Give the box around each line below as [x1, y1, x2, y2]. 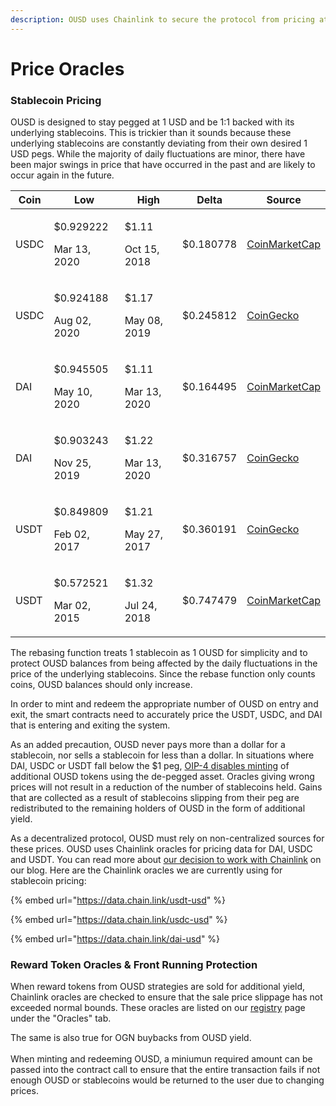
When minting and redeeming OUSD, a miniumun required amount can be [10, 1053, 313, 1065]
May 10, [53, 385, 93, 399]
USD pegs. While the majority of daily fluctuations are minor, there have [10, 148, 306, 160]
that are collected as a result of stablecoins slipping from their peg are [10, 792, 300, 804]
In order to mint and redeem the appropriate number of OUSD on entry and [10, 698, 319, 710]
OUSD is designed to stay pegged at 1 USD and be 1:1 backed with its [10, 116, 295, 128]
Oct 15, [124, 242, 160, 256]
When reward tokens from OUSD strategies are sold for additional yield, [10, 981, 306, 993]
